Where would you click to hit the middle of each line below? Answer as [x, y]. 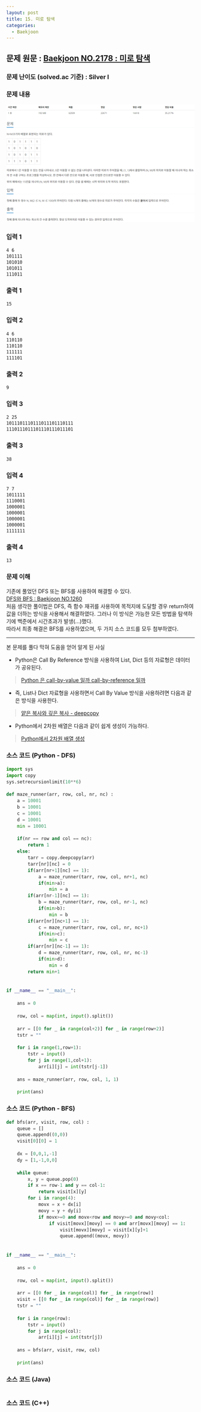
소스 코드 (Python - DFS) [41, 755]
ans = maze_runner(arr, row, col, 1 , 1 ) [68, 1079]
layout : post [22, 13]
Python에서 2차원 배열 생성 [53, 738]
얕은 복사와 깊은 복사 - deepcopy [60, 713]
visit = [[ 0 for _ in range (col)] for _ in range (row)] [88, 1300]
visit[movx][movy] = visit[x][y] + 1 [104, 1230]
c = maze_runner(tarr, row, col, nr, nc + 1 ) [93, 928]
